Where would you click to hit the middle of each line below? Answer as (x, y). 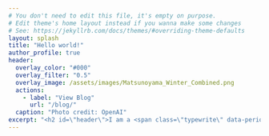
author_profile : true (44, 53)
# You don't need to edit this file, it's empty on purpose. (112, 16)
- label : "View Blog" (58, 98)
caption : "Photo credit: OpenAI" (71, 113)
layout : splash (34, 38)
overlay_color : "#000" (53, 68)
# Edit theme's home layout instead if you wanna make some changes (125, 23)
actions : (30, 90)
